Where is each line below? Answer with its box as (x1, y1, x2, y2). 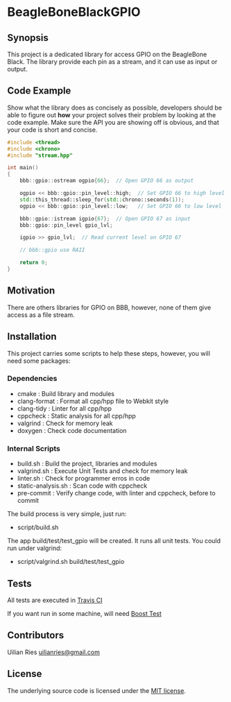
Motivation (7, 285, 55, 297)
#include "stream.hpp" (7, 152, 73, 159)
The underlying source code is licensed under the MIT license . (7, 686, 186, 694)
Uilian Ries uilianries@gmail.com (7, 648, 101, 656)
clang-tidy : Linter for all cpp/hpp (17, 404, 112, 413)
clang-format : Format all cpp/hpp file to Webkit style (17, 397, 169, 405)
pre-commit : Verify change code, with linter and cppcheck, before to (17, 489, 216, 497)
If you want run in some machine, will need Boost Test (7, 609, 162, 617)
